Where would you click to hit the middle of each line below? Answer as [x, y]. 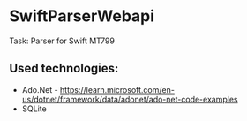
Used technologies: [64, 68]
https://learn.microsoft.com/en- [117, 89]
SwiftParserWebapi [82, 16]
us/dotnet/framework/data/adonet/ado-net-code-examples [130, 99]
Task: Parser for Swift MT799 [62, 41]
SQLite [34, 109]
